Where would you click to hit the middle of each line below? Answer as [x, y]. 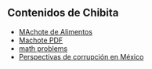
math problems [43, 48]
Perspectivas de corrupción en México [81, 56]
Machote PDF [41, 40]
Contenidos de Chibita [63, 13]
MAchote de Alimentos [56, 31]
